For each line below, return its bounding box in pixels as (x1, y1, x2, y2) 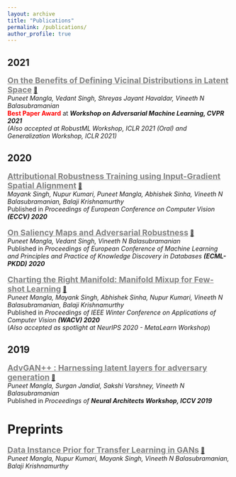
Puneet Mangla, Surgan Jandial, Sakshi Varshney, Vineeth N (7, 381, 185, 390)
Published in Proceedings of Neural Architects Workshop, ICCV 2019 (7, 396, 213, 405)
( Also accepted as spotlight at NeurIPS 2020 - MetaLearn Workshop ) (7, 323, 210, 331)
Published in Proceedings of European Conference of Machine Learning (7, 244, 218, 253)
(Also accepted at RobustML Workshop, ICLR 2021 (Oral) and (7, 124, 187, 133)
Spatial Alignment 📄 (7, 180, 83, 190)
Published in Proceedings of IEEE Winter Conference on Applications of (7, 308, 216, 317)
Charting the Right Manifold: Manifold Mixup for (7, 274, 193, 285)
